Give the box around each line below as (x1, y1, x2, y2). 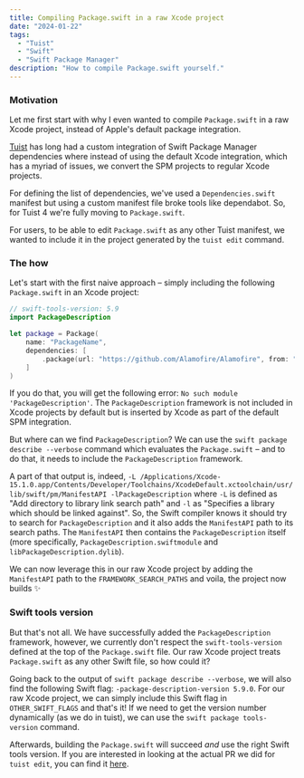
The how (9, 257, 49, 270)
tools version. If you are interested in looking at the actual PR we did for (9, 748, 276, 759)
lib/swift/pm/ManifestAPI (9, 490, 107, 499)
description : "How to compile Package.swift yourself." (9, 64, 224, 73)
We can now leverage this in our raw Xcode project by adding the (9, 563, 253, 575)
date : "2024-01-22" (9, 22, 83, 31)
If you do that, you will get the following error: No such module (9, 388, 238, 399)
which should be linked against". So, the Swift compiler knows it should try (9, 508, 288, 519)
